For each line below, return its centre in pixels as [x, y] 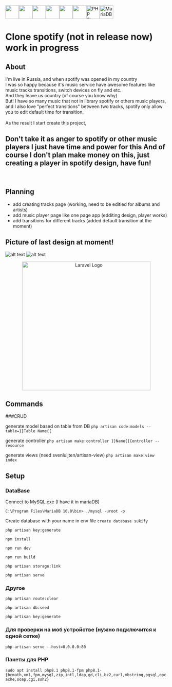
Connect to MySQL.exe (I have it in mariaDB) [53, 502]
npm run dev [18, 548]
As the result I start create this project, [46, 123]
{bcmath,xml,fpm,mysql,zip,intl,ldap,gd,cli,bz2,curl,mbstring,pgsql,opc [86, 675]
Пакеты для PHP [27, 660]
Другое [15, 588]
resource [15, 446]
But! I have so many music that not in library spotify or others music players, [86, 101]
